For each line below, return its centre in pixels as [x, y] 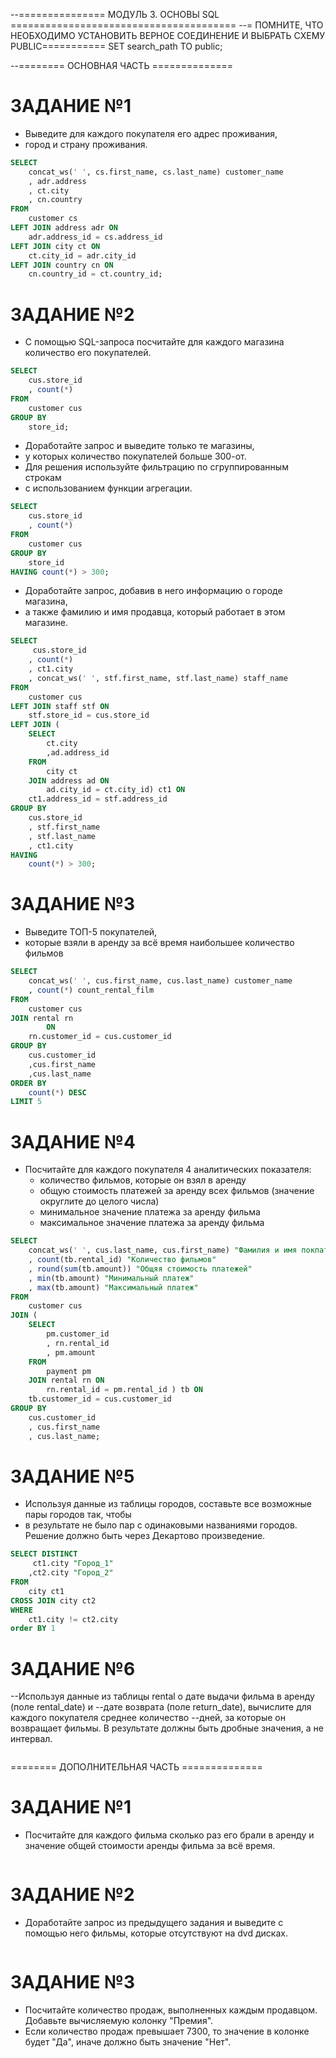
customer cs [53, 219]
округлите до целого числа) [99, 1201]
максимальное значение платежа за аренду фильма [152, 1223]
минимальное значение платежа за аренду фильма [150, 1212]
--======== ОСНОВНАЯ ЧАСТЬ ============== [122, 65]
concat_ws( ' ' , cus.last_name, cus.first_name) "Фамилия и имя [163, 1250]
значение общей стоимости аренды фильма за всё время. [150, 1846]
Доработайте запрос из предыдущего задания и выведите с [154, 1923]
